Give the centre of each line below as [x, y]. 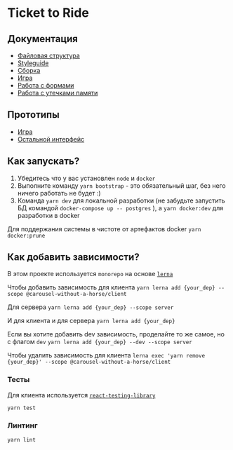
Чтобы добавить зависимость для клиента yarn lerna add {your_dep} [111, 287]
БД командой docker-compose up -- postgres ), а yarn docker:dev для [120, 207]
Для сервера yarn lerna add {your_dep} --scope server [91, 307]
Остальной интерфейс [51, 139]
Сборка [29, 70]
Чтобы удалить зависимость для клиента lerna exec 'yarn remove [106, 355]
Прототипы [33, 115]
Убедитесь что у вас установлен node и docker [86, 178]
